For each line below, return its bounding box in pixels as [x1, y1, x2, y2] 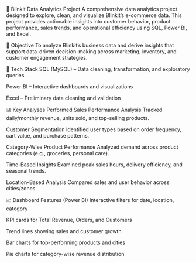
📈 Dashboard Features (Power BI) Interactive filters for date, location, [6, 197, 174, 203]
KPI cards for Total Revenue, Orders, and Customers [6, 217, 133, 223]
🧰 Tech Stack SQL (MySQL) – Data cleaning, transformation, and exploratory [6, 66, 190, 73]
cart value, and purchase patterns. [6, 132, 90, 139]
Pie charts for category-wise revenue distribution [6, 251, 125, 257]
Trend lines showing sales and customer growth [6, 228, 122, 234]
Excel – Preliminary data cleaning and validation [6, 94, 121, 101]
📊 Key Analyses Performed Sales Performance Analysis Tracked [6, 106, 163, 113]
